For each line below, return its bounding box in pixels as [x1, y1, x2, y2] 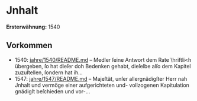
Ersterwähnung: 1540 [6, 23, 60, 30]
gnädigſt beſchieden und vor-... [14, 87, 91, 95]
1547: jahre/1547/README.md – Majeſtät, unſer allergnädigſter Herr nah [14, 75, 188, 82]
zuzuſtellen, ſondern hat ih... [14, 69, 83, 76]
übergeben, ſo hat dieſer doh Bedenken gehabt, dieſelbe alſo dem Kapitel [14, 62, 191, 70]
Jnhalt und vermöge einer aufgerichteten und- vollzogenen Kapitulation [14, 81, 189, 89]
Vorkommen [6, 40, 53, 50]
